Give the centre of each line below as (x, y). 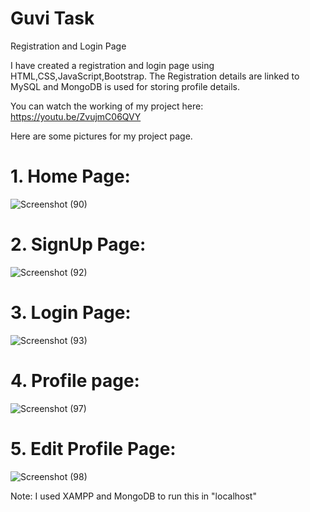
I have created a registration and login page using (112, 65)
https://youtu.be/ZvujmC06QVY (76, 116)
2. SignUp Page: (78, 244)
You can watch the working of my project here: (107, 106)
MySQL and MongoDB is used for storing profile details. (125, 86)
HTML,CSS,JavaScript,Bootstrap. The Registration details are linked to (155, 76)
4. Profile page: (75, 380)
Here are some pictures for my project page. (101, 136)
